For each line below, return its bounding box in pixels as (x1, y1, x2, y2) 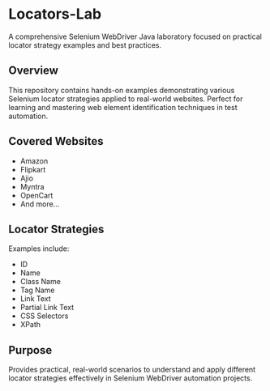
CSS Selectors (19, 311, 69, 321)
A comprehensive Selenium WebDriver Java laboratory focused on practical (8, 32, 262, 41)
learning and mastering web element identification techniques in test (8, 102, 238, 112)
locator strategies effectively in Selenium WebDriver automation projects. (8, 373, 253, 383)
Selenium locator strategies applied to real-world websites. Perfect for (8, 94, 243, 104)
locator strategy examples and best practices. (8, 40, 162, 49)
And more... (19, 199, 60, 209)
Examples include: (8, 244, 70, 253)
